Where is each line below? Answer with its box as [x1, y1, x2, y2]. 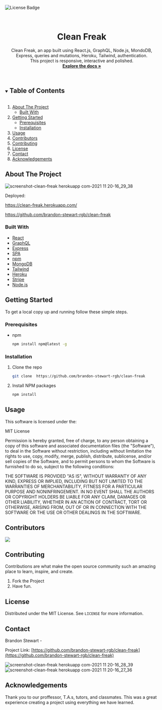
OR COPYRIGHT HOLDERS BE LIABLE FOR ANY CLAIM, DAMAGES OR [5, 494, 146, 500]
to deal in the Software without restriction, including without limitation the [5, 448, 152, 454]
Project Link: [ [5, 647, 33, 653]
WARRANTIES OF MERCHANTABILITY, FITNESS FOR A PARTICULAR [5, 483, 143, 489]
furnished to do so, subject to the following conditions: [5, 463, 114, 469]
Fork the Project [12, 578, 45, 584]
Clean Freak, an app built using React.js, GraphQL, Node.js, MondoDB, [11, 47, 152, 53]
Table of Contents [9, 87, 65, 95]
